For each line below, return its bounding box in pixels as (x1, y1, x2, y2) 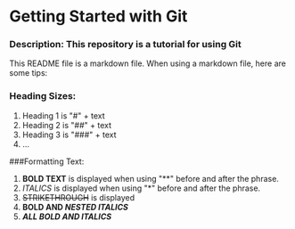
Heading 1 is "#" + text (21, 110, 105, 121)
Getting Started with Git (9, 6, 188, 27)
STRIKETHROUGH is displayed (21, 192, 135, 202)
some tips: (9, 68, 48, 78)
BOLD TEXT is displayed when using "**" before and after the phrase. (21, 173, 279, 184)
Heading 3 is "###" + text (21, 129, 117, 140)
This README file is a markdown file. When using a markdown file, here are (9, 58, 287, 69)
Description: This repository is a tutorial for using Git (9, 38, 242, 51)
